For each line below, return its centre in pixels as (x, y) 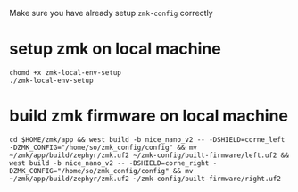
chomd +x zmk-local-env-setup (66, 72)
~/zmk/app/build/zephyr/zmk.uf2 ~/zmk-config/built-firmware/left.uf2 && (149, 155)
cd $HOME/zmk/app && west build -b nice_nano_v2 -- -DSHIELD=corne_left (147, 139)
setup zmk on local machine (115, 49)
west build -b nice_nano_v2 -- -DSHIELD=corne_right (109, 163)
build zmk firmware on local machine (149, 116)
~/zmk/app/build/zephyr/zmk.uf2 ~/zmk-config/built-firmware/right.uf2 (145, 179)
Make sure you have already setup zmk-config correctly (111, 13)
